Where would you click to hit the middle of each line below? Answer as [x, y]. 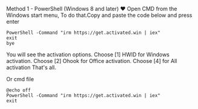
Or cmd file [20, 79]
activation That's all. [31, 67]
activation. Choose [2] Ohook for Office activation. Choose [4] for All [92, 61]
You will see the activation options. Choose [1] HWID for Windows [88, 54]
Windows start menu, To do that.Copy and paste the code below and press [99, 15]
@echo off [19, 90]
